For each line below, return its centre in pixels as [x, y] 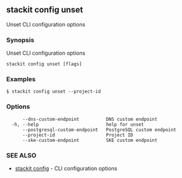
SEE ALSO [21, 155]
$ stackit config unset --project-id [54, 92]
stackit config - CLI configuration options [66, 168]
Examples [21, 79]
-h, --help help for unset [78, 124]
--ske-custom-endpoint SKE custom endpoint [90, 140]
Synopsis [20, 40]
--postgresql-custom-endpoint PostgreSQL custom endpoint [99, 130]
